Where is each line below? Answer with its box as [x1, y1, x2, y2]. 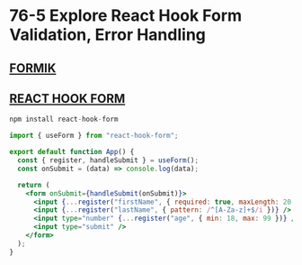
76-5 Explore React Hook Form [9, 5, 243, 26]
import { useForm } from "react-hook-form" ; [9, 132, 179, 141]
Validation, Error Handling [9, 24, 207, 45]
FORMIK [9, 60, 57, 76]
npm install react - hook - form [9, 114, 119, 124]
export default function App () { [9, 148, 135, 157]
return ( [17, 180, 50, 189]
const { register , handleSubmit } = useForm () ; [17, 156, 200, 165]
